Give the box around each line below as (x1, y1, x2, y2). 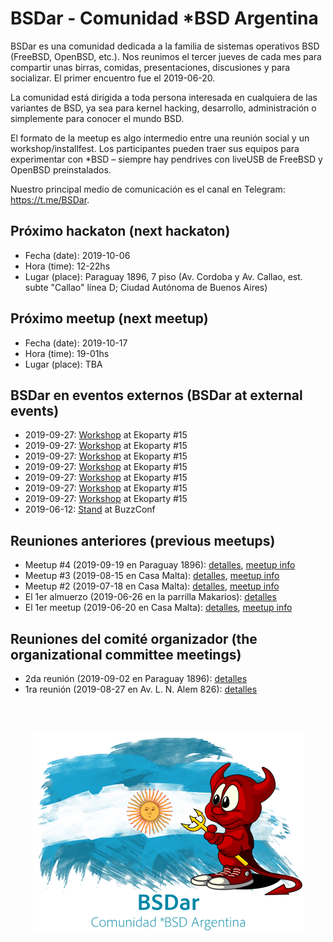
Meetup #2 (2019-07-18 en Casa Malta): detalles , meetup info (24, 580, 280, 592)
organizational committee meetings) (10, 646, 242, 663)
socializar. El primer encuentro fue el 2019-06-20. (10, 72, 216, 84)
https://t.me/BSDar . (10, 193, 90, 206)
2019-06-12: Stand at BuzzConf (24, 503, 156, 516)
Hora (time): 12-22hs (24, 260, 111, 272)
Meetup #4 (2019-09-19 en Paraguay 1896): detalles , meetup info (24, 559, 296, 571)
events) (10, 402, 60, 419)
